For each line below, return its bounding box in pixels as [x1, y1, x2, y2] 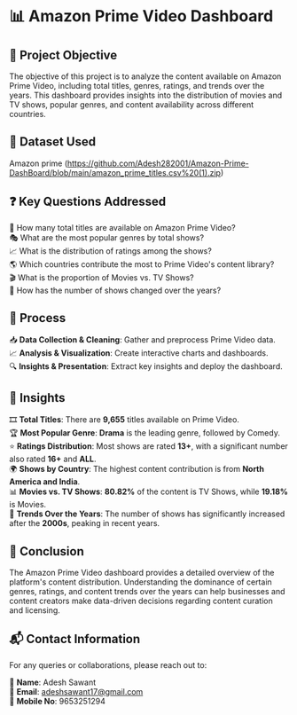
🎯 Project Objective [9, 47, 118, 62]
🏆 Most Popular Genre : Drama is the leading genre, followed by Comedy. [9, 428, 281, 438]
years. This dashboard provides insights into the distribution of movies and [9, 90, 283, 100]
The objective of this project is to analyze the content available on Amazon [9, 71, 282, 82]
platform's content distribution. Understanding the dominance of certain [9, 577, 272, 587]
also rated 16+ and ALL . [9, 453, 97, 465]
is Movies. [9, 499, 47, 510]
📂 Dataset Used [9, 134, 96, 150]
